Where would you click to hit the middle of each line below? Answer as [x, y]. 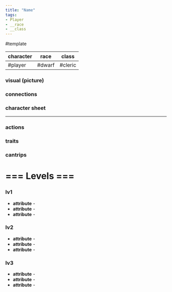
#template [16, 44]
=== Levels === [40, 176]
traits [12, 141]
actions [15, 127]
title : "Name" [20, 10]
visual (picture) [25, 81]
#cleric [68, 65]
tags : [11, 15]
